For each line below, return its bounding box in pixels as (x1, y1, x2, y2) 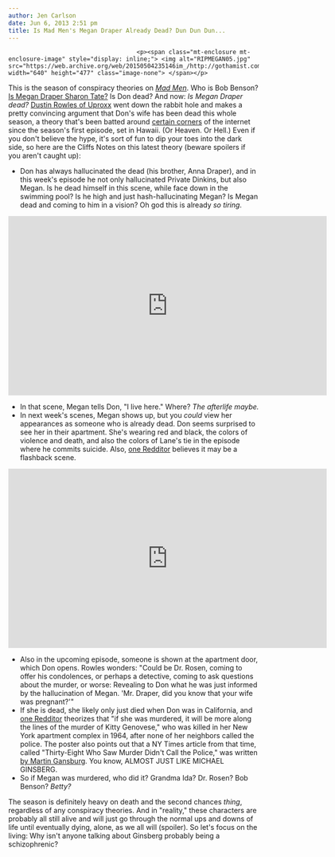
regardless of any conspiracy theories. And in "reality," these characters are (8, 806, 257, 816)
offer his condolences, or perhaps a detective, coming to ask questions (19, 671, 254, 682)
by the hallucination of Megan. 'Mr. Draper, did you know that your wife (19, 689, 253, 698)
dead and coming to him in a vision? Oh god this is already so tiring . (19, 200, 243, 210)
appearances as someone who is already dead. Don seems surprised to (19, 419, 256, 429)
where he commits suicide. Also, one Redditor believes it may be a (19, 444, 238, 454)
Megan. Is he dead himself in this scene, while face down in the (19, 183, 228, 193)
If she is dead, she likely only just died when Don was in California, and (19, 706, 253, 715)
